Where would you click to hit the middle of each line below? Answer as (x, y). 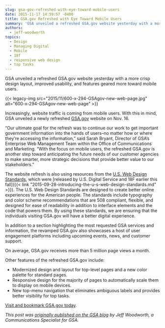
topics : (13, 37)
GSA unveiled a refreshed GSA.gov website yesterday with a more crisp (78, 79)
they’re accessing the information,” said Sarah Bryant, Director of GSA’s (77, 139)
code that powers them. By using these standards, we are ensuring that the (81, 211)
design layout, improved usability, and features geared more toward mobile (81, 84)
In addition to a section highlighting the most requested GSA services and (80, 225)
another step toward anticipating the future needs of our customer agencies (82, 154)
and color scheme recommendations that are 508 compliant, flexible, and (79, 200)
